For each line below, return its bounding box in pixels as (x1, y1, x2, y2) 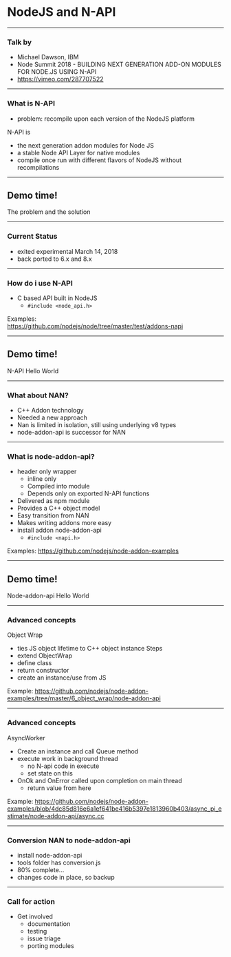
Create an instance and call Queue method (16, 747, 139, 756)
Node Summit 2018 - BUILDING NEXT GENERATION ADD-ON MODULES (16, 60, 222, 69)
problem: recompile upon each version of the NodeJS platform (16, 115, 195, 123)
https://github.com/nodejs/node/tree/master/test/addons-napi (7, 322, 184, 330)
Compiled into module (27, 482, 91, 491)
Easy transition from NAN (16, 511, 89, 520)
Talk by (7, 37, 32, 47)
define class (16, 659, 52, 667)
